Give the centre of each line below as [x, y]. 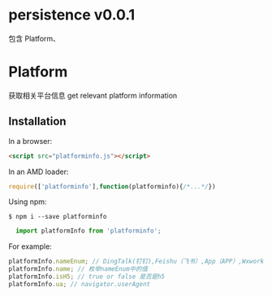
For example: [30, 246]
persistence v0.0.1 [72, 15]
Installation [37, 122]
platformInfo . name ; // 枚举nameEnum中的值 [78, 269]
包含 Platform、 [35, 38]
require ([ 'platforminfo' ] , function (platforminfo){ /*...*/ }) [112, 186]
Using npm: [28, 202]
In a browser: [30, 141]
